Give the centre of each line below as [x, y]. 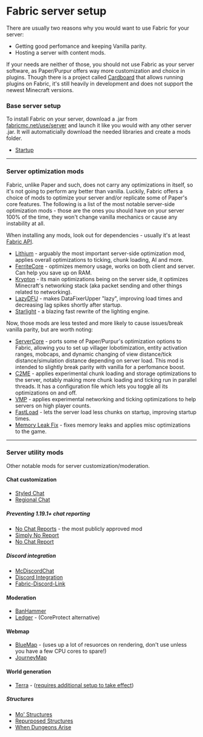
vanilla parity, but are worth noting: [50, 329]
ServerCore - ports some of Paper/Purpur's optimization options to [98, 341]
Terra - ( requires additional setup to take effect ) [74, 685]
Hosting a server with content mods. [60, 52]
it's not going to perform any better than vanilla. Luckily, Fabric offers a [95, 191]
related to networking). [43, 292]
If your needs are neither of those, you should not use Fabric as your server [100, 64]
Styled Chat [30, 493]
